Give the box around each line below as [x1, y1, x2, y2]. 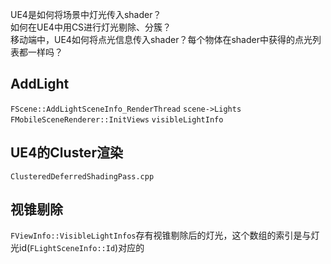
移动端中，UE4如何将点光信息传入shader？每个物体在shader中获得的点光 [10, 34, 313, 45]
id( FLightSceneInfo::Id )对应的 [18, 242, 145, 254]
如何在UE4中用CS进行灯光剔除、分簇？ [10, 21, 172, 33]
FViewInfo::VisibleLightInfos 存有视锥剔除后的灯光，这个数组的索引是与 [10, 229, 312, 242]
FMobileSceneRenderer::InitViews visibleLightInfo [10, 114, 224, 125]
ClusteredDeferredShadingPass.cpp [10, 171, 155, 182]
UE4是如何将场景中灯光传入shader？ [10, 9, 162, 20]
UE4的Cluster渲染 [10, 144, 123, 162]
